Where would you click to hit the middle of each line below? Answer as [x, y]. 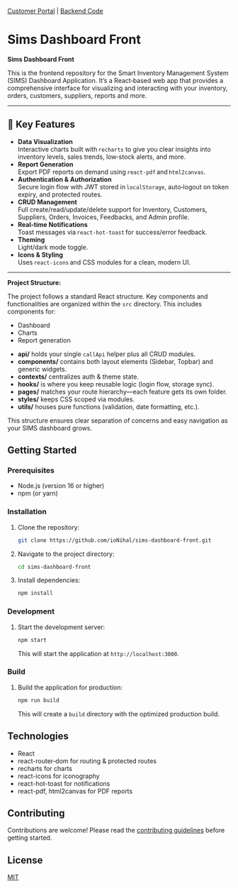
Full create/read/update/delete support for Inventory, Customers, [112, 209]
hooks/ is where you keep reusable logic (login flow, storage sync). [116, 384]
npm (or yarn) [38, 494]
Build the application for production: [70, 687]
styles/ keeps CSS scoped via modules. [76, 399]
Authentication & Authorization [64, 179]
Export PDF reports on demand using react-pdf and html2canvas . [112, 172]
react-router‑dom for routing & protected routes [87, 761]
